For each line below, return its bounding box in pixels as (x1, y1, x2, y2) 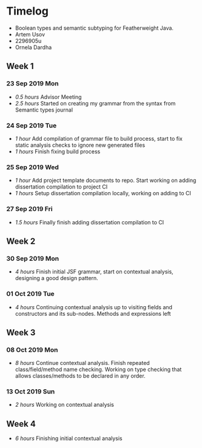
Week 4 (6, 418, 36, 429)
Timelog (6, 4, 49, 18)
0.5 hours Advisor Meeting (15, 93, 82, 101)
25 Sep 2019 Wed (6, 162, 59, 171)
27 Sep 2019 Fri (6, 205, 53, 213)
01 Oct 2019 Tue (6, 290, 55, 298)
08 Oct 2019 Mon (6, 346, 58, 354)
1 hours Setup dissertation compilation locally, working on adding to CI (15, 190, 191, 197)
